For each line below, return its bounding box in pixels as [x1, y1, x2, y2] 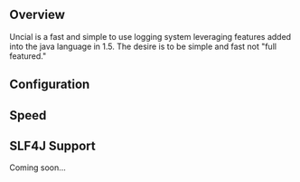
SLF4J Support [9, 138, 97, 153]
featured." [9, 50, 47, 62]
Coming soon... [9, 162, 66, 173]
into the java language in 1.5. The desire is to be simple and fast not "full [9, 41, 277, 52]
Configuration [9, 77, 90, 92]
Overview [9, 7, 66, 23]
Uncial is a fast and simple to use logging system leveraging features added [9, 31, 292, 42]
